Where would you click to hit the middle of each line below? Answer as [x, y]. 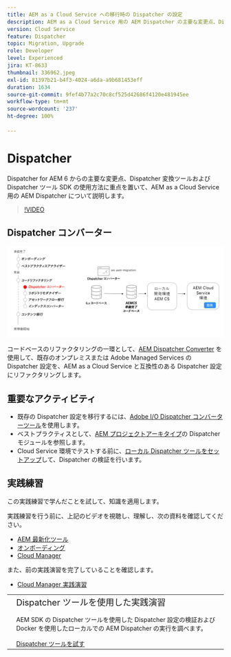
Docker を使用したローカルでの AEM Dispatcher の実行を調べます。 [112, 628]
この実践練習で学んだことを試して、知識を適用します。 [85, 501]
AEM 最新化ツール [43, 539]
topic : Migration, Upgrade [46, 44]
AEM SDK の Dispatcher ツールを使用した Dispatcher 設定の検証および [115, 619]
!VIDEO [34, 209]
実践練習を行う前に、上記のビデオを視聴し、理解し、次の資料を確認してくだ [115, 516]
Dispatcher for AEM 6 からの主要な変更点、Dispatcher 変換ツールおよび [109, 178]
